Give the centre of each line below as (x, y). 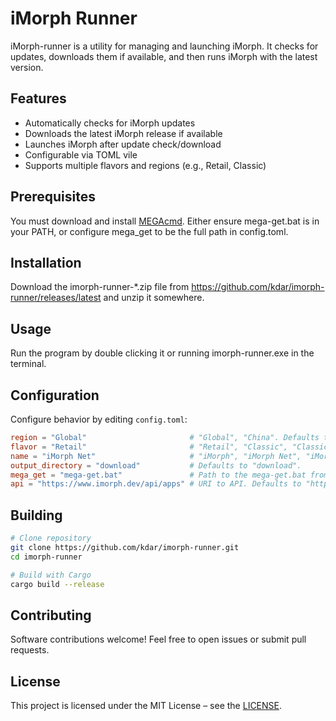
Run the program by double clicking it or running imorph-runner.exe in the (162, 353)
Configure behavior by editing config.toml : (99, 419)
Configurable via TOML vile (81, 154)
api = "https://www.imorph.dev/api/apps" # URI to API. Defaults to (156, 484)
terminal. (28, 364)
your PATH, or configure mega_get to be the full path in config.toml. (149, 231)
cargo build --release (57, 584)
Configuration (55, 395)
